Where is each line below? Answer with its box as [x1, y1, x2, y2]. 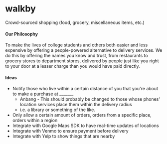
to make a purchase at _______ [12, 91, 74, 97]
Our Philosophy [5, 31, 38, 37]
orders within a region [12, 118, 58, 124]
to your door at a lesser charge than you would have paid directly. [5, 63, 141, 69]
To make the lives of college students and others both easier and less [5, 42, 148, 48]
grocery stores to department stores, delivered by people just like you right [5, 58, 159, 64]
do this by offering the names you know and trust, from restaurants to [5, 53, 148, 59]
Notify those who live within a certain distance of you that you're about [12, 86, 159, 92]
